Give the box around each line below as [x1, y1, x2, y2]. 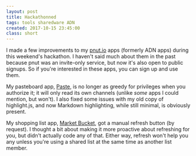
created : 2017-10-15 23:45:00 [6, 25, 81, 31]
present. [6, 108, 26, 115]
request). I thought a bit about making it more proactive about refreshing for [6, 126, 190, 133]
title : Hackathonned [6, 14, 57, 20]
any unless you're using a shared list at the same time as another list [6, 138, 172, 145]
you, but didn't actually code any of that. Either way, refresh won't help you [6, 132, 188, 139]
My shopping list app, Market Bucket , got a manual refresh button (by [6, 120, 175, 127]
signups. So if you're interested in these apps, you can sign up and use [6, 65, 178, 72]
